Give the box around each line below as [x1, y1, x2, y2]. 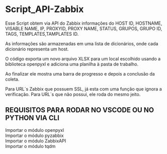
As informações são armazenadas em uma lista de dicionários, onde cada [5, 40, 158, 46]
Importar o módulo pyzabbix [5, 132, 64, 138]
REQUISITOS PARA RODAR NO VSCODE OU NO [5, 106, 154, 114]
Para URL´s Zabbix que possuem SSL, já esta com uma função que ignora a [5, 86, 162, 92]
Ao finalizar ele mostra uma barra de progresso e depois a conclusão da [5, 70, 155, 76]
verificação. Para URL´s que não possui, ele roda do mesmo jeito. [5, 91, 141, 97]
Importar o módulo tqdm [5, 143, 56, 149]
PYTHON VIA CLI [5, 114, 59, 122]
